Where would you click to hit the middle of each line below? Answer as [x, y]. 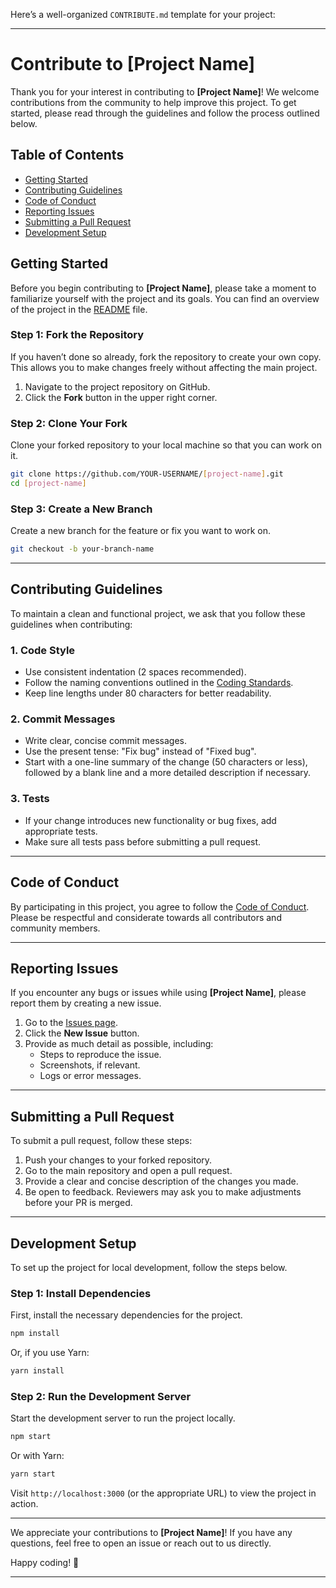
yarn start [33, 1474]
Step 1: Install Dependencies [81, 1293]
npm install [35, 1334]
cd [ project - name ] [48, 484]
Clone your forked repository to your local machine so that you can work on [166, 445]
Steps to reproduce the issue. [100, 1055]
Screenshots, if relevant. [90, 1065]
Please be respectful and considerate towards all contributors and [146, 917]
